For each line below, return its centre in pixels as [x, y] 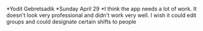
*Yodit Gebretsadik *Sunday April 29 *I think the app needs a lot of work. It [102, 9]
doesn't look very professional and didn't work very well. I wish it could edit [102, 15]
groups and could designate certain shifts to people [71, 22]
